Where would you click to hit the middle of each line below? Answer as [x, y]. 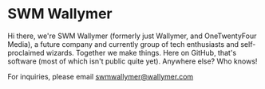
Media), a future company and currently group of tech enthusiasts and [123, 44]
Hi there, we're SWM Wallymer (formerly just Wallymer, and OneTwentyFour [132, 36]
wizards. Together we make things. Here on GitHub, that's [141, 52]
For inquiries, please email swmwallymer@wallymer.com [101, 76]
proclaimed [26, 52]
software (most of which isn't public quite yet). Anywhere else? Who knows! [132, 61]
